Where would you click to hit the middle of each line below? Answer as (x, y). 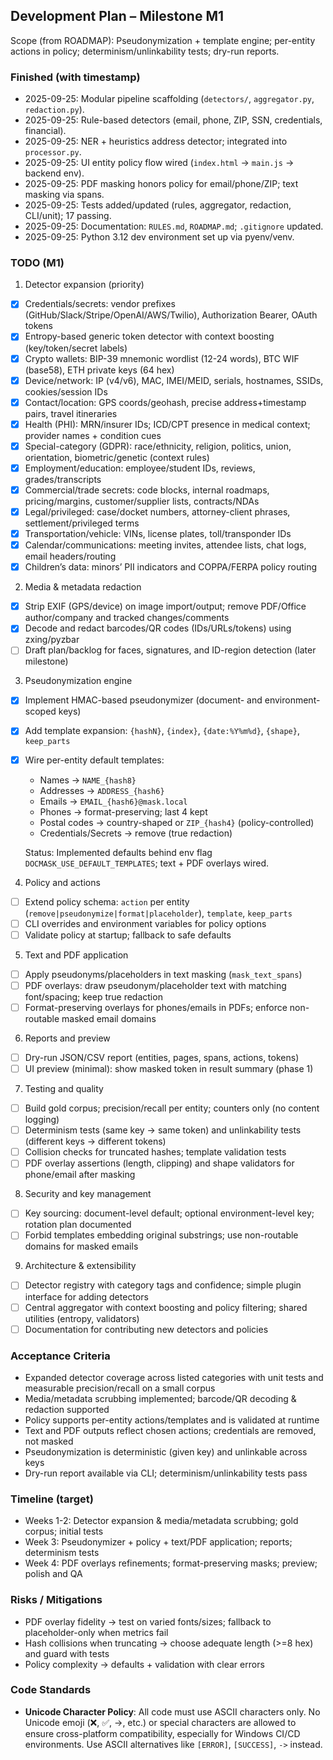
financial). (45, 131)
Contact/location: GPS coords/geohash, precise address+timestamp (165, 402)
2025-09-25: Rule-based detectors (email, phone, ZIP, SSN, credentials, (173, 120)
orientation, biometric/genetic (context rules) (117, 457)
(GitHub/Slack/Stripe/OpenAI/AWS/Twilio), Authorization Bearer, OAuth (171, 315)
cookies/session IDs (66, 391)
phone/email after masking (80, 1175)
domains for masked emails (81, 1246)
